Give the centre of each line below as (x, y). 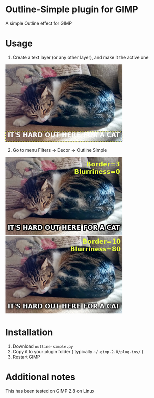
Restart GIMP (26, 357)
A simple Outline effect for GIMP (38, 23)
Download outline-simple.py (43, 346)
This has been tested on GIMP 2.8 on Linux (50, 391)
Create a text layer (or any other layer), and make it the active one (81, 57)
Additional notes (41, 377)
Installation (29, 332)
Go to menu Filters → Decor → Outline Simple (60, 150)
